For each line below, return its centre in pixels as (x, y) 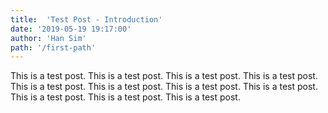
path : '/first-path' (53, 47)
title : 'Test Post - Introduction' (86, 19)
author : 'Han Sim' (48, 38)
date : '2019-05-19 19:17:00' (71, 29)
